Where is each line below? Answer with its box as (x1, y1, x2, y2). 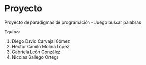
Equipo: (4, 29, 20, 34)
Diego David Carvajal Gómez (11, 38, 70, 44)
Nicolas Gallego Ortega (11, 54, 59, 60)
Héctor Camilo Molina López (11, 43, 70, 49)
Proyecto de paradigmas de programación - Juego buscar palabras (4, 19, 141, 25)
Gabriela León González (11, 49, 61, 55)
